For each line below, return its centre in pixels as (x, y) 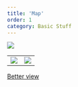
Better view (23, 77)
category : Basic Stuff (39, 26)
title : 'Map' (26, 13)
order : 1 (19, 20)
